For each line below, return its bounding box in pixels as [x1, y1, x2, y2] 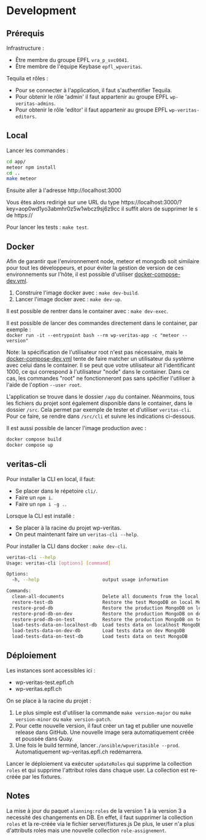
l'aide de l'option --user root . [6, 381, 82, 388]
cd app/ [6, 158, 26, 164]
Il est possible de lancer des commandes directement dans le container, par [6, 320, 198, 327]
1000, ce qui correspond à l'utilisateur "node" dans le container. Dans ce [6, 368, 189, 376]
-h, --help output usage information [12, 577, 169, 583]
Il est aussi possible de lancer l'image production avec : [6, 425, 147, 432]
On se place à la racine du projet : [6, 697, 92, 704]
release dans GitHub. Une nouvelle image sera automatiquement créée [15, 728, 194, 736]
